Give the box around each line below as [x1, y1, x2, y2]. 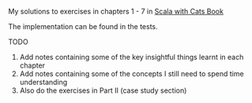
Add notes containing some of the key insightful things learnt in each [19, 53, 244, 61]
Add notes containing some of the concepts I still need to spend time [19, 69, 244, 78]
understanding [19, 78, 68, 86]
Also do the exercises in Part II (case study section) [19, 86, 187, 95]
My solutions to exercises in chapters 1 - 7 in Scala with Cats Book [8, 7, 224, 16]
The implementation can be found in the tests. [8, 22, 158, 31]
